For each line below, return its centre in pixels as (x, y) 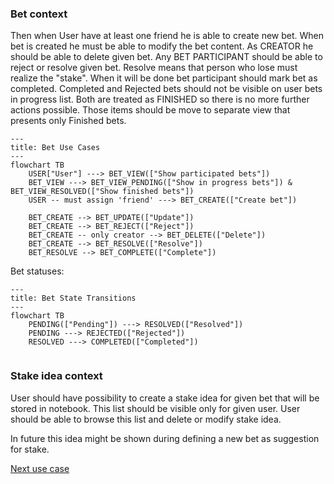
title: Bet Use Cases (55, 148)
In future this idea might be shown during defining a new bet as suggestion (165, 438)
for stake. (30, 449)
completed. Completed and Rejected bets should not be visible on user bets (166, 89)
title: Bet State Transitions (73, 298)
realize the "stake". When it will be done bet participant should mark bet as (164, 78)
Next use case (40, 468)
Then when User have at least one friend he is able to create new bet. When (167, 36)
